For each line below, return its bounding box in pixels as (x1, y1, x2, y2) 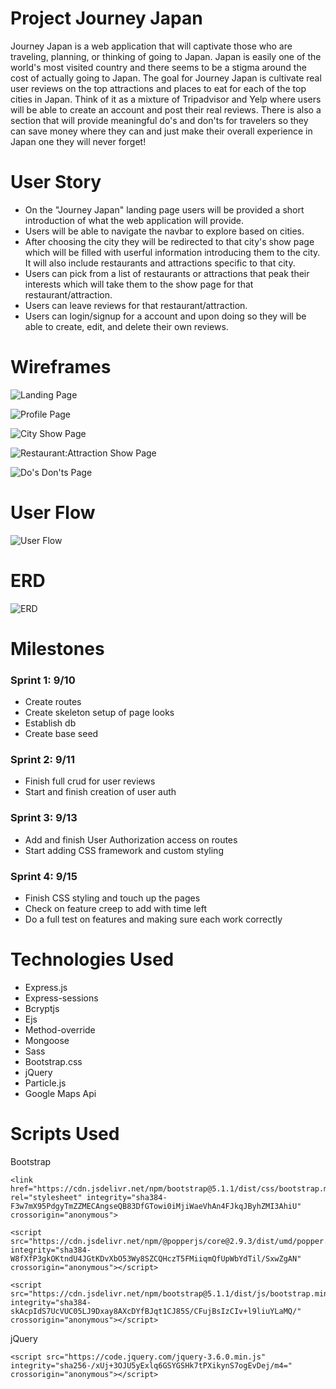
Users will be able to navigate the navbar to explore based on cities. (24, 225, 305, 237)
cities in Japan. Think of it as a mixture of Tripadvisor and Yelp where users (10, 93, 322, 105)
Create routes (24, 696, 82, 708)
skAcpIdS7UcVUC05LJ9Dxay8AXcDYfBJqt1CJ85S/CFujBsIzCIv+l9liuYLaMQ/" (10, 1306, 302, 1316)
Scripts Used (10, 1123, 120, 1146)
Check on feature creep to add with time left (24, 903, 208, 915)
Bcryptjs (24, 1003, 60, 1014)
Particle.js (24, 1077, 67, 1089)
